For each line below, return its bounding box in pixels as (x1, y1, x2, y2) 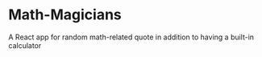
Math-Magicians (8, 6, 123, 24)
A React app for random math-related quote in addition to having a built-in (8, 32, 255, 42)
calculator (8, 40, 42, 50)
